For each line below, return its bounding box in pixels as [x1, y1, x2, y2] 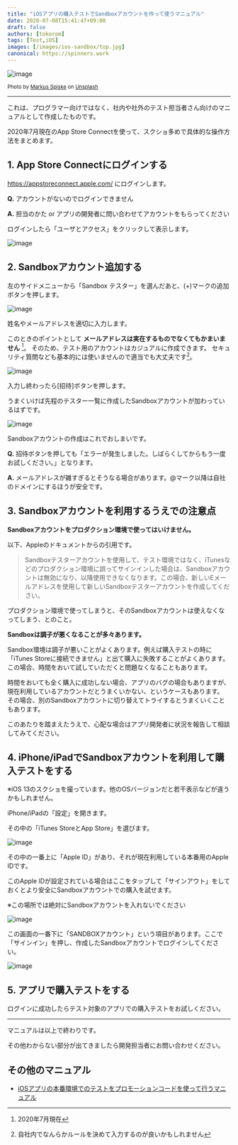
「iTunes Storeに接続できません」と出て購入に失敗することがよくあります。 [7, 654, 229, 662]
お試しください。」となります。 [7, 458, 97, 466]
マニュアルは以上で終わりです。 [7, 1026, 101, 1035]
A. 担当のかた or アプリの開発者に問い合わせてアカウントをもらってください [7, 209, 230, 217]
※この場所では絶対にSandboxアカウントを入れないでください [7, 901, 186, 910]
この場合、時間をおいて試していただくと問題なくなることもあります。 [7, 662, 211, 672]
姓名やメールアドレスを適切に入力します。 [7, 319, 131, 328]
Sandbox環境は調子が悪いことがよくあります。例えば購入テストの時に [7, 645, 212, 654]
